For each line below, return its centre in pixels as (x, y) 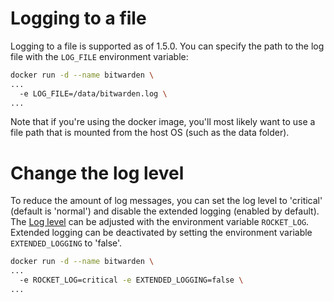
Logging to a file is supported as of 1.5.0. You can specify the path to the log (167, 46)
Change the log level (97, 173)
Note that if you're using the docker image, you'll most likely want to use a (163, 122)
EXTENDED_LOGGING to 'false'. (66, 243)
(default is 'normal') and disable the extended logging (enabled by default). (165, 211)
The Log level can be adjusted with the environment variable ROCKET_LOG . (160, 222)
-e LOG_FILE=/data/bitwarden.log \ (93, 93)
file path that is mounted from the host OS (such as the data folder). (150, 133)
